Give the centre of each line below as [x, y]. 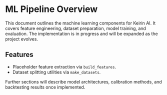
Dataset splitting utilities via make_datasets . [56, 72]
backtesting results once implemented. [45, 87]
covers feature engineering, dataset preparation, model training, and [76, 28]
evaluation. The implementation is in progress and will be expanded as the [82, 33]
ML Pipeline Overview [51, 9]
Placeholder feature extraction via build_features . [64, 66]
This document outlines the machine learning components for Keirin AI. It [80, 23]
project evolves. [22, 39]
